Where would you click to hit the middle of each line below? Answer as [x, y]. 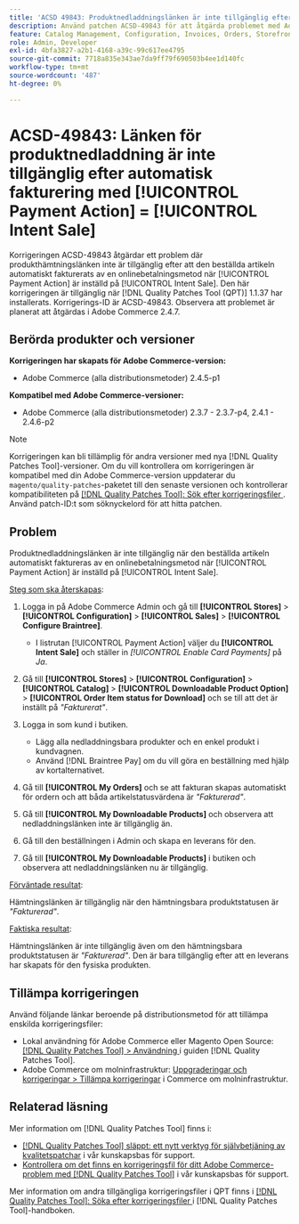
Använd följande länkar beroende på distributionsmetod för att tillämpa [139, 1014]
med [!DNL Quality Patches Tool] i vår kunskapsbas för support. [172, 1174]
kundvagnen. [60, 751]
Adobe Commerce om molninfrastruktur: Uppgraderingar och [134, 1070]
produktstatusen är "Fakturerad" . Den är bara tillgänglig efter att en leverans [149, 956]
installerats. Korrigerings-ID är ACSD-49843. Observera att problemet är [142, 302]
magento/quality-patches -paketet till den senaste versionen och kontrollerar [149, 485]
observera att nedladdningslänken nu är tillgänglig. [115, 868]
